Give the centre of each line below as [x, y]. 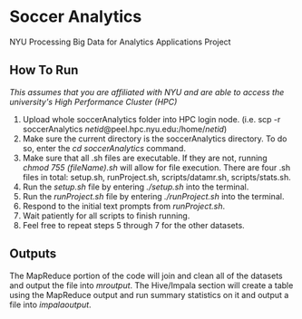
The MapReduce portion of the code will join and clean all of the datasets [146, 275]
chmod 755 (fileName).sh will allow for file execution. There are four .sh [156, 167]
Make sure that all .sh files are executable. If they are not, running [145, 158]
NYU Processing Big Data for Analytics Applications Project [120, 42]
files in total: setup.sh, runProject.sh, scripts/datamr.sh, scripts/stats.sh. [157, 177]
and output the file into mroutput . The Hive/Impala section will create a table [151, 285]
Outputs [33, 254]
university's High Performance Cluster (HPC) [93, 101]
